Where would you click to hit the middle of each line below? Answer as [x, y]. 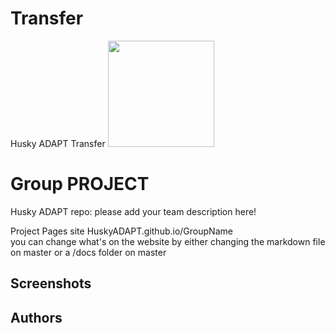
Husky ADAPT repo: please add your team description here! [133, 211]
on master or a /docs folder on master [88, 252]
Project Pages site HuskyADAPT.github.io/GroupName [121, 231]
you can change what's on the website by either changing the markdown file [168, 241]
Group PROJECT [80, 184]
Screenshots [51, 283]
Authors [36, 317]
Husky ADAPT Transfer [58, 143]
